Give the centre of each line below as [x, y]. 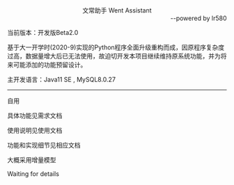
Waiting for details [33, 174]
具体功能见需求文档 [35, 115]
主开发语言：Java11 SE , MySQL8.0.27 [62, 79]
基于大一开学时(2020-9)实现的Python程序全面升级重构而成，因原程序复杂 [113, 47]
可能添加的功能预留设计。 [50, 65]
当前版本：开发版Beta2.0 [43, 32]
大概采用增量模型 [32, 160]
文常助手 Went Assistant [117, 10]
